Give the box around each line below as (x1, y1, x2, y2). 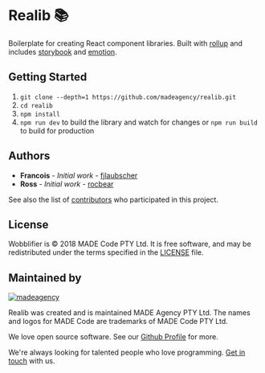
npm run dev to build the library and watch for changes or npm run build (19, 117, 259, 127)
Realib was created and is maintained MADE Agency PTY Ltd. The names (8, 308, 251, 318)
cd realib (19, 101, 54, 109)
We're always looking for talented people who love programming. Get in (8, 347, 246, 358)
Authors (8, 150, 51, 163)
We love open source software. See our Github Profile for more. (8, 332, 218, 342)
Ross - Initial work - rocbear (19, 178, 114, 189)
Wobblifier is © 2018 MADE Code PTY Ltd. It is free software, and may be (8, 239, 251, 249)
